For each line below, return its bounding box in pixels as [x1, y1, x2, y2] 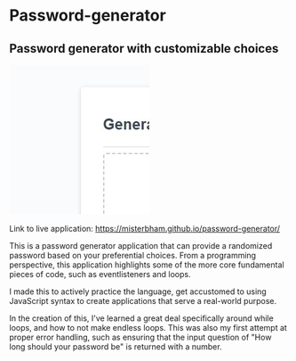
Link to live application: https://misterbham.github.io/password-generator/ [9, 224, 281, 234]
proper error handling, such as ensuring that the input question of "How [9, 332, 272, 342]
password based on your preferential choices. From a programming [9, 250, 256, 260]
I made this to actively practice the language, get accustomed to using [9, 286, 267, 297]
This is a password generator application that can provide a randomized [9, 241, 273, 250]
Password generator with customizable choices [9, 41, 279, 56]
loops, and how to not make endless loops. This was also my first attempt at [9, 323, 287, 332]
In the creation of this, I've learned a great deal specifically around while [9, 313, 274, 324]
